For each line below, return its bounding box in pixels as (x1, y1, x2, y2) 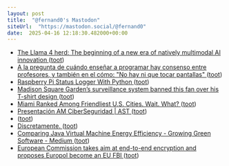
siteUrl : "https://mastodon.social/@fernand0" (7, 23, 147, 30)
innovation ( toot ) (17, 56, 65, 64)
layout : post (7, 10, 45, 17)
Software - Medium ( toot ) (17, 136, 90, 145)
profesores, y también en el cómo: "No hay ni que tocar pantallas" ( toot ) (17, 71, 223, 79)
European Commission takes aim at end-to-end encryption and (17, 144, 197, 152)
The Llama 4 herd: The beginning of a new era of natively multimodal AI (17, 48, 221, 57)
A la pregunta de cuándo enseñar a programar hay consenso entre (17, 63, 207, 71)
